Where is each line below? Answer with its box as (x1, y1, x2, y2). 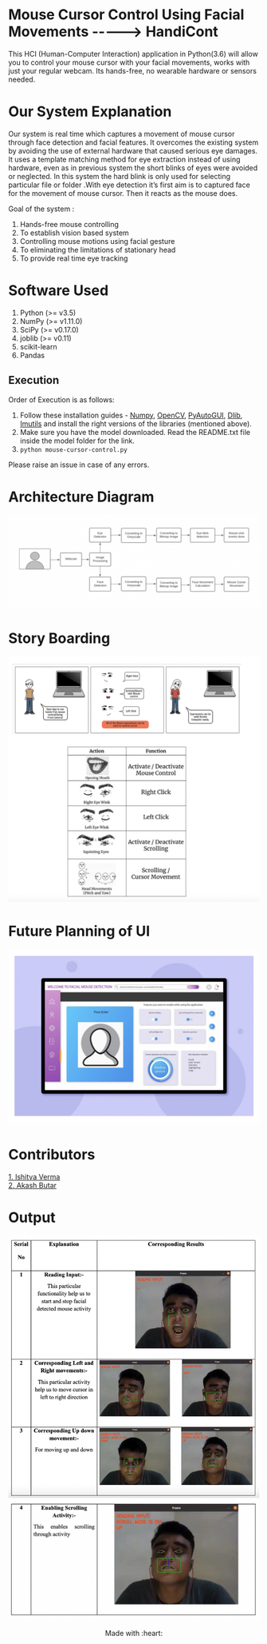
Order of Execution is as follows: (8, 394, 115, 405)
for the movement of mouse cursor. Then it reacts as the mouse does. (8, 188, 238, 198)
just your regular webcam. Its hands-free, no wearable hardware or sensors (8, 66, 257, 75)
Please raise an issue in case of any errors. (8, 460, 150, 469)
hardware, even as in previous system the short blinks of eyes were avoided (8, 162, 258, 173)
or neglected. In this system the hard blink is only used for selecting (8, 171, 231, 181)
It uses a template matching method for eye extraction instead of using (8, 154, 241, 164)
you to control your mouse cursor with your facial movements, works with (8, 58, 250, 67)
